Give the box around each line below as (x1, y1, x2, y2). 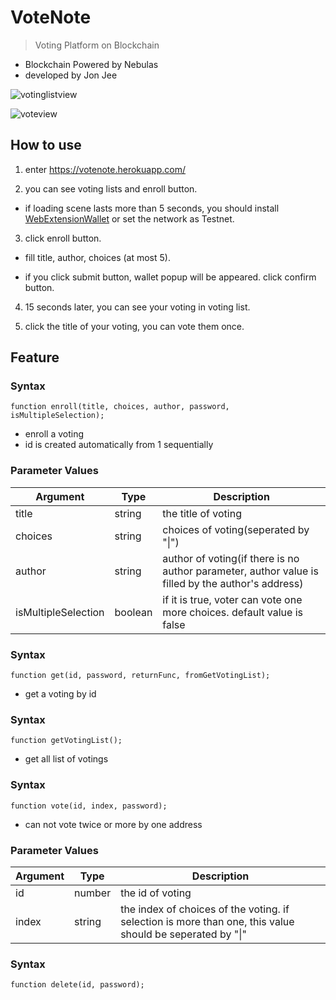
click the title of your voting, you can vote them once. (24, 320, 245, 332)
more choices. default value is (162, 605, 303, 619)
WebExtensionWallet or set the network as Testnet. (24, 212, 235, 225)
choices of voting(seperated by (162, 522, 310, 536)
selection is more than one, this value (120, 914, 295, 928)
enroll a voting (24, 428, 84, 440)
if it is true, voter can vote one (162, 592, 303, 606)
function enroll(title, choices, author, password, (10, 402, 230, 412)
